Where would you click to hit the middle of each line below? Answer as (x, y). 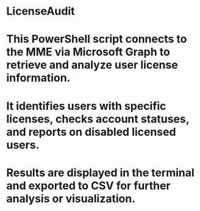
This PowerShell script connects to (97, 39)
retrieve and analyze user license (92, 65)
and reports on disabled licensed (91, 132)
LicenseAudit (41, 11)
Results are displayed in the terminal (101, 173)
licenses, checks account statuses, (98, 119)
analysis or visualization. (71, 198)
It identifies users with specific (86, 106)
